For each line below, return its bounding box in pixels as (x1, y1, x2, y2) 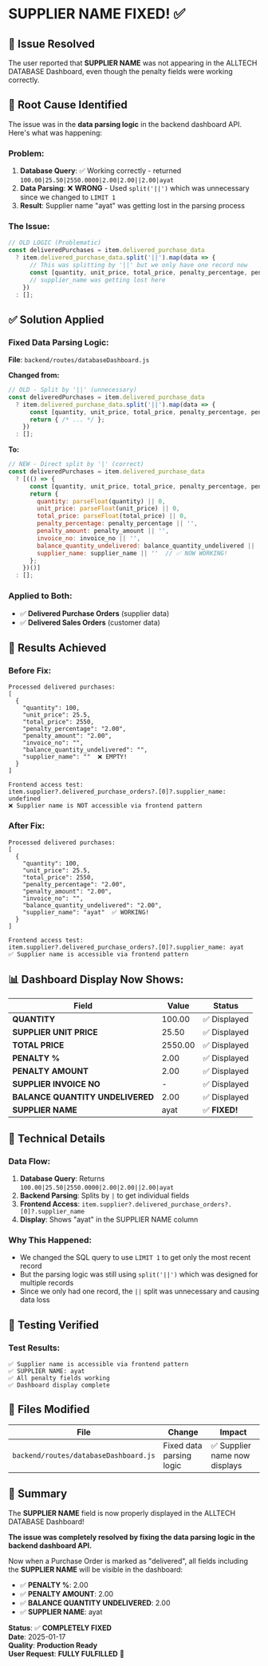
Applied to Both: (8, 590, 73, 602)
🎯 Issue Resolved (8, 37, 96, 50)
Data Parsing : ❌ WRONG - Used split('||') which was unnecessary (19, 184, 250, 193)
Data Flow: (8, 1155, 50, 1167)
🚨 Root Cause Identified (8, 98, 128, 112)
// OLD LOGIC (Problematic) (8, 239, 102, 247)
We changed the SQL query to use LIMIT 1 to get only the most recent (19, 1253, 251, 1262)
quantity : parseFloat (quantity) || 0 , (37, 497, 166, 505)
